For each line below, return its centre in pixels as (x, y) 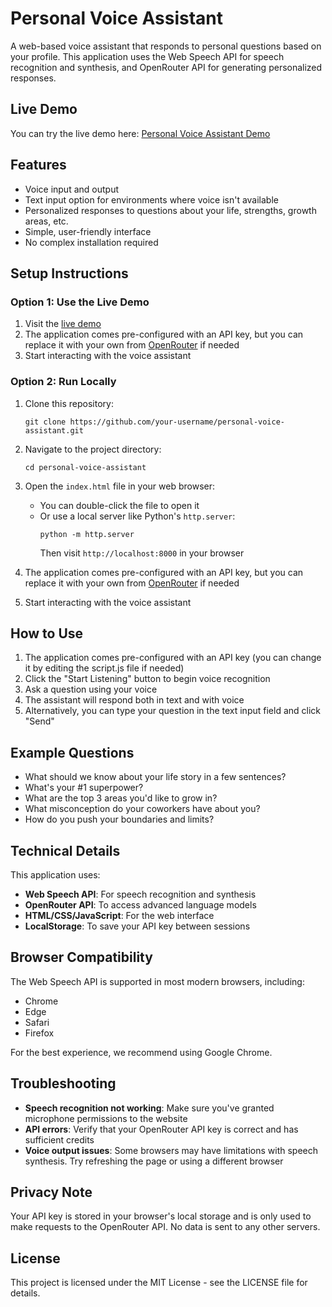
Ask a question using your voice (91, 689)
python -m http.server (87, 534)
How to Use (47, 633)
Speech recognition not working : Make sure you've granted (149, 1108)
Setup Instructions (69, 273)
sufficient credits (59, 1139)
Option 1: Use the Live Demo (80, 302)
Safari (37, 1022)
